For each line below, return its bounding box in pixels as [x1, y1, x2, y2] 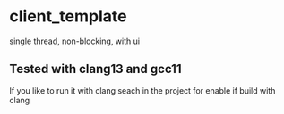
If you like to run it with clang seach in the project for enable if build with [9, 85, 276, 95]
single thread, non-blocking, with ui [9, 36, 141, 46]
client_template [9, 6, 127, 27]
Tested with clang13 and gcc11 [9, 61, 182, 77]
